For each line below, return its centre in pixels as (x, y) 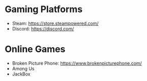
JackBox (21, 74)
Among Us (23, 68)
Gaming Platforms (44, 9)
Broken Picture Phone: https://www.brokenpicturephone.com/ (77, 63)
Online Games (35, 49)
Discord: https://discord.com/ (43, 28)
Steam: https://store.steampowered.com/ (55, 23)
